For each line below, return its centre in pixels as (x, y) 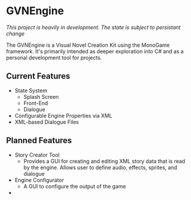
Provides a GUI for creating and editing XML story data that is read (104, 161)
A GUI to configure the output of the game (75, 186)
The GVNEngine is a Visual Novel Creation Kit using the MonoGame (88, 45)
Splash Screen (41, 96)
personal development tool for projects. (54, 57)
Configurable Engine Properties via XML (63, 115)
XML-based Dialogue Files (47, 122)
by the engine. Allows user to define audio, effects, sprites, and (100, 167)
